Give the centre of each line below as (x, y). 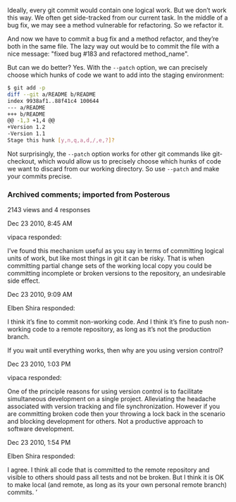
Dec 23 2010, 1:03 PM (39, 364)
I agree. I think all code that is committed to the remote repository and (108, 470)
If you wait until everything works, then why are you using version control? (115, 350)
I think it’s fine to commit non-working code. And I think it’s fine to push (111, 322)
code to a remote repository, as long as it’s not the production (122, 329)
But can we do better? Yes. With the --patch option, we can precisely (107, 67)
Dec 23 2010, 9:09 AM (40, 295)
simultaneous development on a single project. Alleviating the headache (112, 399)
